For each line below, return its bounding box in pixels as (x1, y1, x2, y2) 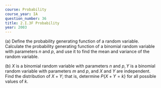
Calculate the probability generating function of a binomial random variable (5, 44, 155, 49)
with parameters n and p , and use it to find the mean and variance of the (5, 49, 150, 55)
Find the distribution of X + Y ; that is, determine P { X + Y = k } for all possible (5, 73, 157, 79)
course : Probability (5, 7, 47, 12)
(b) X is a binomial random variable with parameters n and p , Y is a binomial (5, 63, 156, 69)
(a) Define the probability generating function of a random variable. (5, 38, 139, 44)
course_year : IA (5, 12, 38, 16)
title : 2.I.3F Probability (5, 20, 60, 26)
